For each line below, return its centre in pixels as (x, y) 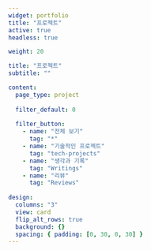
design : (21, 198)
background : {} (40, 227)
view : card (33, 212)
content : (23, 88)
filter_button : (40, 124)
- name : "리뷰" (46, 175)
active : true (30, 30)
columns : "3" (37, 205)
